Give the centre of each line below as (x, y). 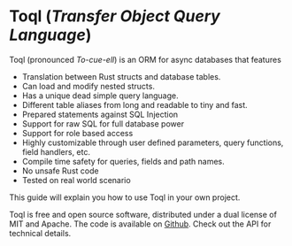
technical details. (40, 233)
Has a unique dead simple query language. (100, 96)
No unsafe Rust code (60, 171)
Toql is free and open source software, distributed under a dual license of (143, 214)
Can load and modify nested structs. (88, 86)
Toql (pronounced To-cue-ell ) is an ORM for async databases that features (145, 59)
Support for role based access (77, 133)
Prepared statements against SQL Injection (100, 114)
